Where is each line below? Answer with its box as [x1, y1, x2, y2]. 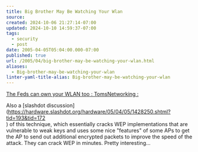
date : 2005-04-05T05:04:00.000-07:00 [6, 47, 99, 53]
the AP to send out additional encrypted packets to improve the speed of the [6, 133, 193, 140]
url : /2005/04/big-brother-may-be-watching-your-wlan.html [6, 58, 155, 64]
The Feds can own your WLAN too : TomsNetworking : [6, 91, 139, 98]
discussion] [46, 102, 75, 109]
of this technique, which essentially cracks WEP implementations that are [9, 121, 188, 128]
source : [6, 14, 25, 20]
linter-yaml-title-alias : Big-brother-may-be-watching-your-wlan [6, 74, 170, 80]
